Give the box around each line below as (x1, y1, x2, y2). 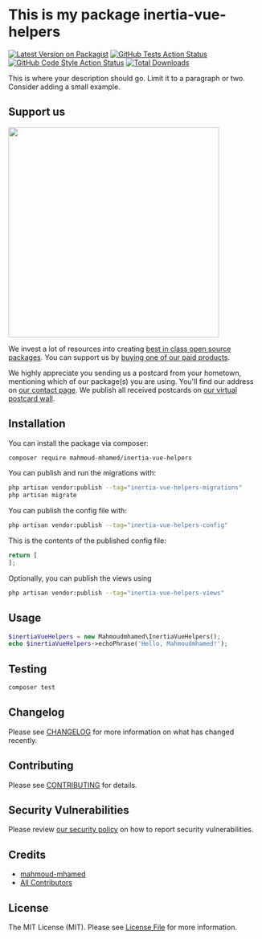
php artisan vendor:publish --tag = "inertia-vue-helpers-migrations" (8, 484, 243, 492)
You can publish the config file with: (8, 506, 127, 516)
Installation (8, 417, 66, 431)
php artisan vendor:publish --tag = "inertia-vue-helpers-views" (8, 589, 225, 597)
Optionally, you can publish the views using (8, 573, 152, 583)
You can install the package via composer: (8, 438, 149, 447)
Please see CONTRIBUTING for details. (8, 780, 138, 790)
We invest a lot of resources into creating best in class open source (8, 344, 231, 353)
